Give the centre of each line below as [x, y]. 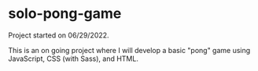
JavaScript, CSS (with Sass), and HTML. [74, 59]
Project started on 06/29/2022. [59, 35]
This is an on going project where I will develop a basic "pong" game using [129, 50]
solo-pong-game [65, 14]
